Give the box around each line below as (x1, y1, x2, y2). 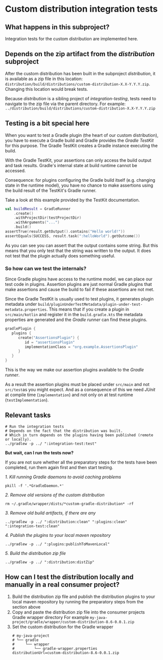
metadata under (5, 301, 37, 307)
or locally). (5, 437, 32, 442)
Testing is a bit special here (5, 119, 90, 128)
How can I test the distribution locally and (5, 573, 134, 581)
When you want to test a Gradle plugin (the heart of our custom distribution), (5, 132, 159, 138)
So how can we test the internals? (5, 265, 87, 272)
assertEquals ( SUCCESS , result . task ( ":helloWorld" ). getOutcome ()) (5, 234, 140, 238)
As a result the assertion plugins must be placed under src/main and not (5, 382, 150, 387)
